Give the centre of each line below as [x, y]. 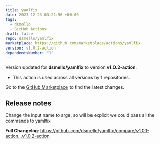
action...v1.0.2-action [27, 136]
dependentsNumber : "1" [29, 53]
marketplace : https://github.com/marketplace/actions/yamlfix [73, 43]
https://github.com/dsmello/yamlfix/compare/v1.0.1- [95, 131]
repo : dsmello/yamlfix [29, 39]
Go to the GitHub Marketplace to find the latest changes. [65, 87]
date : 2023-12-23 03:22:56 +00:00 [42, 15]
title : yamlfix [21, 10]
